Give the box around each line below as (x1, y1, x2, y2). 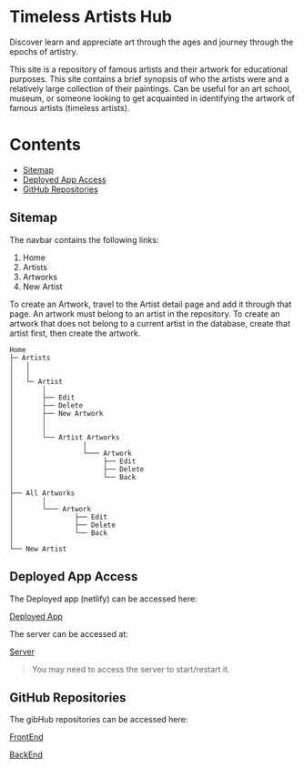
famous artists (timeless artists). (9, 102, 130, 113)
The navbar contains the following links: (9, 234, 159, 245)
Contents (9, 135, 82, 156)
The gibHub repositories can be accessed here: (9, 714, 188, 725)
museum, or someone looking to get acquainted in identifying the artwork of (9, 93, 296, 104)
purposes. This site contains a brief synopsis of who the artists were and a (9, 73, 289, 84)
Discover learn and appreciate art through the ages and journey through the (9, 36, 294, 47)
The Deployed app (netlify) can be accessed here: (9, 593, 198, 604)
